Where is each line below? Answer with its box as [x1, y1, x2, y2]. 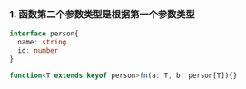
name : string [17, 38, 67, 47]
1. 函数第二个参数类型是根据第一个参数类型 [9, 7, 195, 20]
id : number [17, 46, 59, 55]
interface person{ [9, 29, 79, 38]
